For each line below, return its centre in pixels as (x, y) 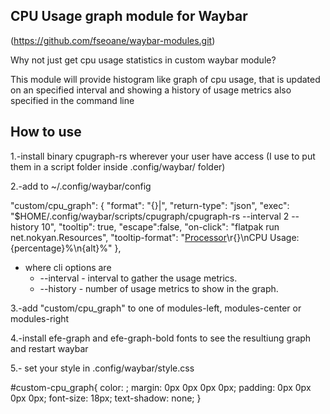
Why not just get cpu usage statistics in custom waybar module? (143, 60)
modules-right (40, 318)
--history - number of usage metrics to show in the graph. (159, 288)
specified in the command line (72, 100)
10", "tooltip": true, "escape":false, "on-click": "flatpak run (160, 226)
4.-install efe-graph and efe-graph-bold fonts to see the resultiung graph (161, 338)
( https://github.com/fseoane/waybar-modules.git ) (113, 40)
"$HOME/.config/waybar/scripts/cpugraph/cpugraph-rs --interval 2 (150, 216)
